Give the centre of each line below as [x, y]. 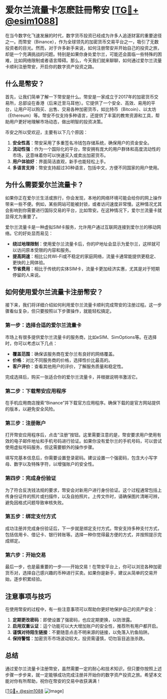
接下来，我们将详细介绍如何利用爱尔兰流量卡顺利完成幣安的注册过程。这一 [81, 305]
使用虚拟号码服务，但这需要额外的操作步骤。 [51, 447]
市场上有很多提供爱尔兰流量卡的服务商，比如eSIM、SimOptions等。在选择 [81, 337]
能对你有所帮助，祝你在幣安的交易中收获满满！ [53, 681]
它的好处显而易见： [33, 233]
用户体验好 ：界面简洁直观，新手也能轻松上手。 [60, 161]
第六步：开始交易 [26, 555]
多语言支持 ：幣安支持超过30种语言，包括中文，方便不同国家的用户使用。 [87, 168]
